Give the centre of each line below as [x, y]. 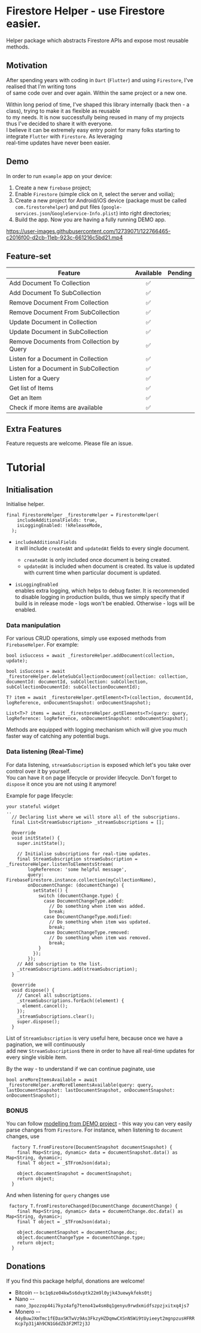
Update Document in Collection [53, 322]
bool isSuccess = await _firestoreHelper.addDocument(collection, [91, 656]
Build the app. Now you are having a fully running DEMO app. [90, 219]
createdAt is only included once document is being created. [98, 560]
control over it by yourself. [39, 771]
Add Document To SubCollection [55, 293]
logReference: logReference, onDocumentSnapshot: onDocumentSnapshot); [97, 719]
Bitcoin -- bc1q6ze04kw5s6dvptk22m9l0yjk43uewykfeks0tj [83, 1292]
